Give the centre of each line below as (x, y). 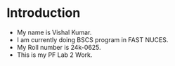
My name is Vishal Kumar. (54, 32)
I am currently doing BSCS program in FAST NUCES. (92, 39)
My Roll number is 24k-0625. (59, 47)
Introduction (44, 13)
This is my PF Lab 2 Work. (54, 55)
